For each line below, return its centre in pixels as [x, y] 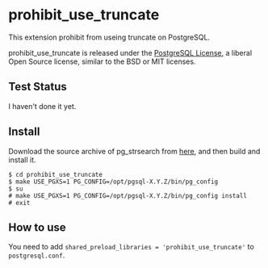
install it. [22, 160]
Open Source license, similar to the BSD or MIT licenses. [102, 61]
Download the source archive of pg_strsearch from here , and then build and [134, 151]
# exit [19, 203]
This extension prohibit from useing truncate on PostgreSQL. [109, 37]
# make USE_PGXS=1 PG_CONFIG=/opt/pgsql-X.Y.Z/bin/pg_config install [128, 195]
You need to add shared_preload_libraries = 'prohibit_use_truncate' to [131, 247]
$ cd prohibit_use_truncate [56, 174]
